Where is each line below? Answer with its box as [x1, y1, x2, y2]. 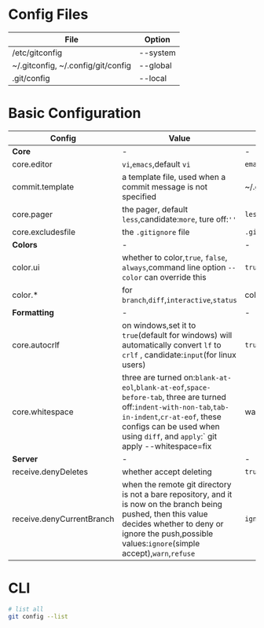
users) [121, 359, 146, 370]
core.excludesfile [12, 226, 76, 237]
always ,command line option [121, 262, 226, 273]
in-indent [121, 413, 159, 421]
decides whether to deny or [121, 518, 224, 529]
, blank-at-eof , [134, 381, 187, 392]
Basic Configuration [8, 105, 141, 123]
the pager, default [121, 204, 189, 215]
